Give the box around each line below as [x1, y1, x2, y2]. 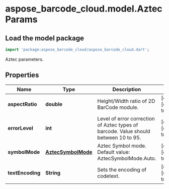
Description [112, 86, 141, 93]
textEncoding [8, 169, 41, 176]
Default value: [97, 148, 130, 155]
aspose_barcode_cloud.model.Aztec [5, 3, 162, 15]
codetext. [97, 172, 120, 179]
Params [5, 14, 38, 25]
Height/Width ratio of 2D [97, 97, 155, 104]
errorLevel [8, 124, 34, 132]
